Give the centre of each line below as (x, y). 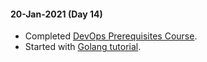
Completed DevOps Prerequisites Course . (111, 36)
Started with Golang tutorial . (83, 47)
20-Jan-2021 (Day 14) (56, 14)
